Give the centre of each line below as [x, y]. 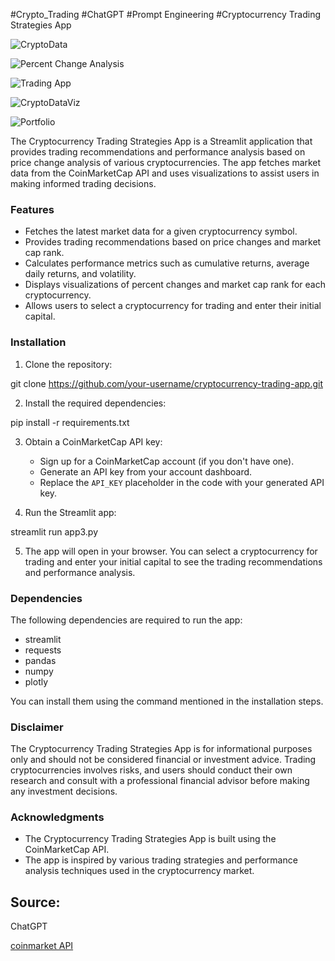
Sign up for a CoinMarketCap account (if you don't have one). [167, 461]
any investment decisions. [64, 791]
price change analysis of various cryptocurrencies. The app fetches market [166, 162]
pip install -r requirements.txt [70, 422]
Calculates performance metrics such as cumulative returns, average [167, 263]
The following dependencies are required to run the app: [126, 620]
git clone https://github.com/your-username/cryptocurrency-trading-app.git [166, 383]
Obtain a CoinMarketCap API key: [93, 441]
